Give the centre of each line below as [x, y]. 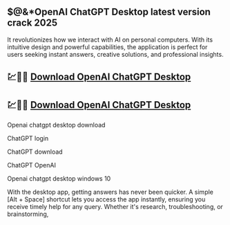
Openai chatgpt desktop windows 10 [59, 179]
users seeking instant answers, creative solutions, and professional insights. [115, 54]
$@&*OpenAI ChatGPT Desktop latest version [109, 12]
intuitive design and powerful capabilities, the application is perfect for [107, 47]
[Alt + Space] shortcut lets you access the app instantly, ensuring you [106, 199]
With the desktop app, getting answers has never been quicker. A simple [111, 192]
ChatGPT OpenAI [32, 165]
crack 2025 [32, 23]
